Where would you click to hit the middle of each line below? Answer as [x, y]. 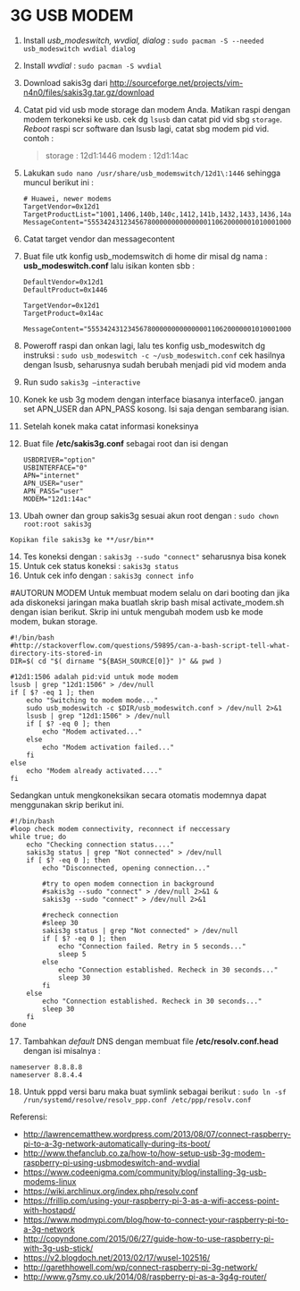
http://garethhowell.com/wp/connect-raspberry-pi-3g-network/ [140, 1267]
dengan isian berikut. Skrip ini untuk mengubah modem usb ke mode [137, 612]
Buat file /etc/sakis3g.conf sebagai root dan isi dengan [125, 443]
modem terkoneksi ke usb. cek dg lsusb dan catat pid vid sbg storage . [152, 119]
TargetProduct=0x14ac [63, 313]
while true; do [38, 837]
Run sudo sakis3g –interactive [82, 382]
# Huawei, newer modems [67, 199]
